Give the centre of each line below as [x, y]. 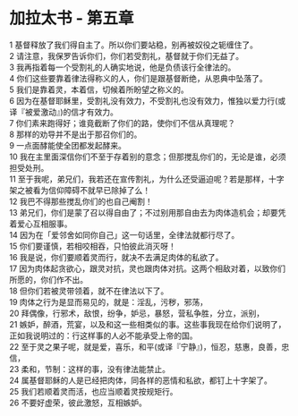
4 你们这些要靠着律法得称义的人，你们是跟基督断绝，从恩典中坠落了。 [138, 78]
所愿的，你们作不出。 [48, 279]
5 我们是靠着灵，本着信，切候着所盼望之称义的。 [99, 89]
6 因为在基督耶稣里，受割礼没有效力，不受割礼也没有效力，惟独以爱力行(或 [148, 100]
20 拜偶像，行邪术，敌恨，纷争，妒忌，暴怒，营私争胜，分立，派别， [137, 313]
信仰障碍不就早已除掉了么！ [99, 190]
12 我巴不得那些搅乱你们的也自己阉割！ [81, 201]
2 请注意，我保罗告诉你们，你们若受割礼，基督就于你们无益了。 [127, 55]
